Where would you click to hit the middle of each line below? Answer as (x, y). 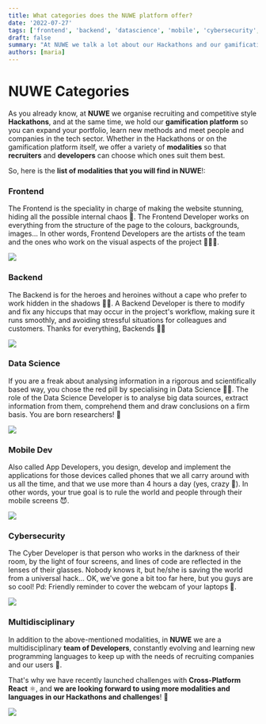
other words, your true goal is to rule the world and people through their (125, 492)
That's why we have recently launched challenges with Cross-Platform (125, 680)
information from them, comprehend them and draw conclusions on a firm (129, 406)
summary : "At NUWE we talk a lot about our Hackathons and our (115, 45)
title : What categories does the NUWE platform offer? (101, 15)
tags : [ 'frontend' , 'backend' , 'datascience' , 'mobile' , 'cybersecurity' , (134, 30)
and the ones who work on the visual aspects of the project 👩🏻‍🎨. (114, 242)
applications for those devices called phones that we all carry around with (129, 476)
